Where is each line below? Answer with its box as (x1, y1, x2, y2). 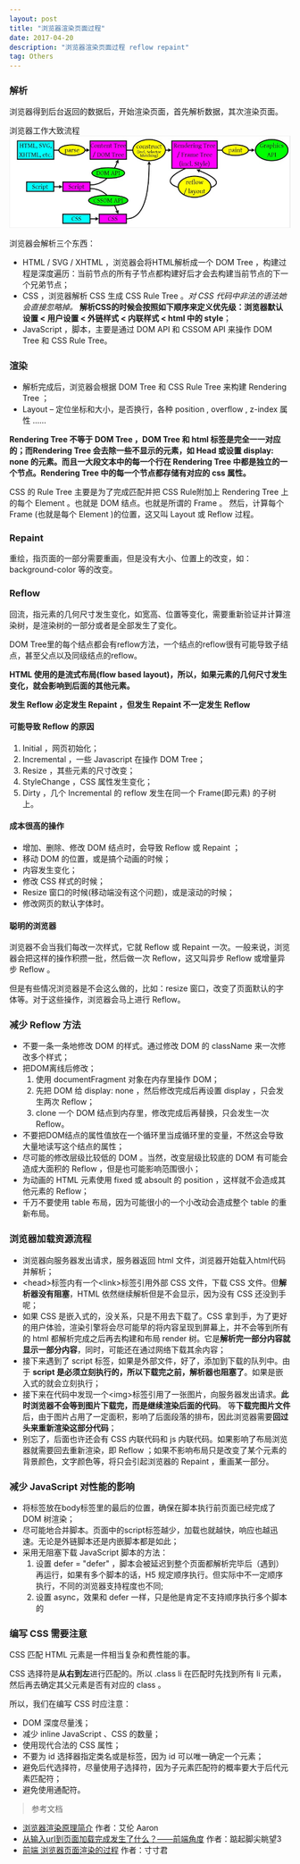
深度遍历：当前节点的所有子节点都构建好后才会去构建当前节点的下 (37, 268, 281, 279)
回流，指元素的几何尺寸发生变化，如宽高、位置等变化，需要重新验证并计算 (9, 609, 283, 619)
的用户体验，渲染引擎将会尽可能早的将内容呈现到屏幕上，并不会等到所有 (21, 1322, 288, 1332)
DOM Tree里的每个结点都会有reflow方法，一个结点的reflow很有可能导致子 (9, 639, 281, 650)
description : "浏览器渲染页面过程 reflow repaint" (9, 43, 189, 52)
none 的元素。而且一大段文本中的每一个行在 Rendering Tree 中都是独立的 (9, 456, 280, 466)
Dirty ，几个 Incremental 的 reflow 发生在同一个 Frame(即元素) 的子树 (21, 787, 277, 798)
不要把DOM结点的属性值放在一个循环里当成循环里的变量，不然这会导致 (21, 1130, 284, 1141)
